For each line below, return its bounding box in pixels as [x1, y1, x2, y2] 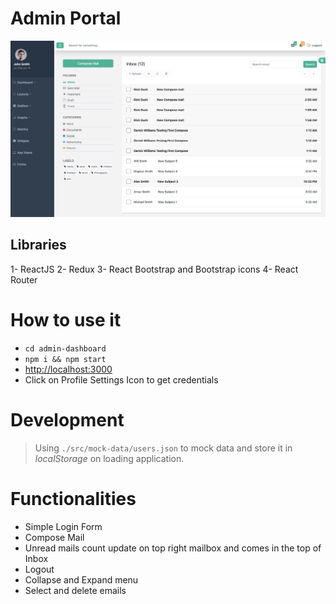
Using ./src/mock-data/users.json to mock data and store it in [34, 442, 293, 454]
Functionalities [10, 487, 137, 510]
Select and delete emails [24, 584, 127, 596]
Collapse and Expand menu [24, 573, 139, 586]
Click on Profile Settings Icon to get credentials [24, 373, 219, 386]
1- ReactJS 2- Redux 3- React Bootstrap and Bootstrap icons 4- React [10, 263, 299, 275]
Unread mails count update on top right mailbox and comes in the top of [24, 542, 322, 554]
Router [10, 273, 38, 286]
